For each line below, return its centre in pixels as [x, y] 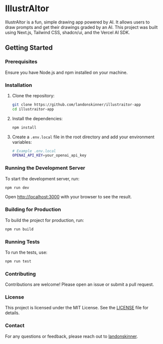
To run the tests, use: [26, 252]
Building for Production [33, 210]
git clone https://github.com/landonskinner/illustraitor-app [76, 105]
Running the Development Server [45, 168]
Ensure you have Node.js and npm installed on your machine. [66, 72]
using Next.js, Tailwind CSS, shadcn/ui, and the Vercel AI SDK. [68, 32]
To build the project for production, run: [45, 220]
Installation [19, 85]
